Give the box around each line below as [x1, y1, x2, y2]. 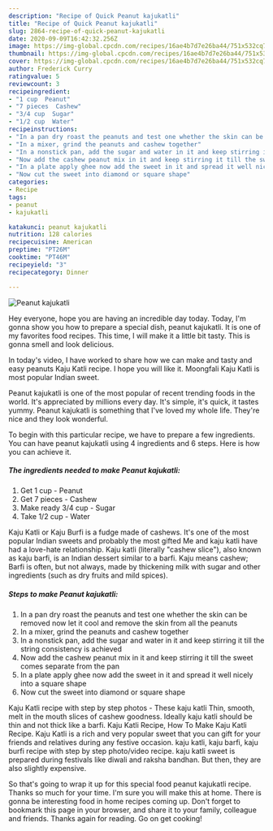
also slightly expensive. [8, 764, 87, 773]
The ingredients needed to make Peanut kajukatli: [8, 465, 180, 475]
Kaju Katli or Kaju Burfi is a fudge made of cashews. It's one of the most [8, 527, 249, 537]
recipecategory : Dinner [8, 268, 89, 276]
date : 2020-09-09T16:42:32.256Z [8, 34, 118, 43]
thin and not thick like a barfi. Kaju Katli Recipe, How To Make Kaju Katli [8, 721, 247, 730]
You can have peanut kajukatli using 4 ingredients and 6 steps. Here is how [8, 438, 260, 448]
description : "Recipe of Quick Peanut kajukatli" [8, 11, 180, 20]
